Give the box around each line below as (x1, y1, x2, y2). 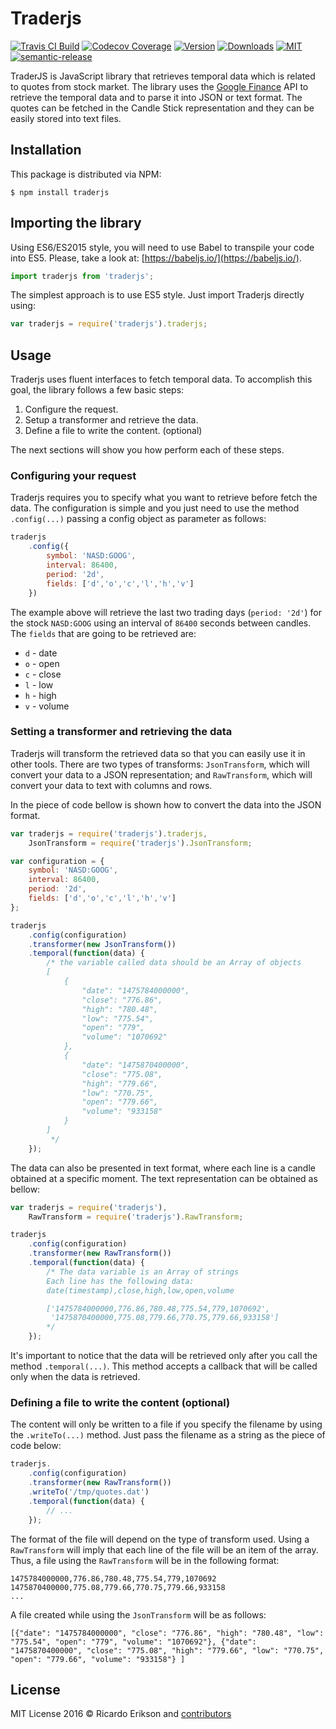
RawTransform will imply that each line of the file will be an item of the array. (10, 1543, 319, 1556)
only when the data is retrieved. (10, 1371, 141, 1383)
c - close (24, 668, 62, 680)
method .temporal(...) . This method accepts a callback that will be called (10, 1360, 318, 1372)
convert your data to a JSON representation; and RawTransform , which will (10, 768, 313, 781)
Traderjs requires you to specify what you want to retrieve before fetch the (10, 492, 318, 504)
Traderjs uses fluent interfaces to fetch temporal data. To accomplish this (10, 373, 313, 386)
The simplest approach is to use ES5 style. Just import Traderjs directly (10, 289, 305, 301)
